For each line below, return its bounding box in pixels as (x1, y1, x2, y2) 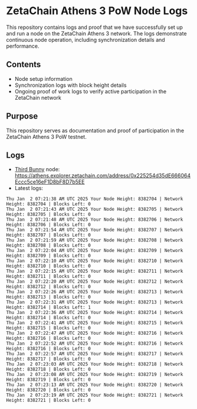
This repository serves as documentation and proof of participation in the (6, 127, 185, 134)
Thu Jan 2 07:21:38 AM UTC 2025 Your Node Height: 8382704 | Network (6, 196, 183, 202)
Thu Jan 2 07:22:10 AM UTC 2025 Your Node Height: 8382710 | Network (6, 258, 183, 264)
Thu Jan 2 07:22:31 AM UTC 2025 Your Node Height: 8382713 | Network (6, 299, 183, 305)
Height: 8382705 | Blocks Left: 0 (6, 211, 91, 218)
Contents (6, 60, 41, 70)
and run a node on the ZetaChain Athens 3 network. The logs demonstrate (6, 30, 187, 37)
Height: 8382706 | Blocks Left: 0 (6, 222, 91, 228)
